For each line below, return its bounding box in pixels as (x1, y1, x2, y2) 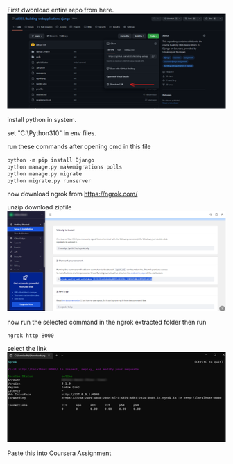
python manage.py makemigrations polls (7, 163, 123, 171)
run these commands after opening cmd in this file (7, 142, 151, 151)
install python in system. (7, 115, 77, 123)
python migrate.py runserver (7, 177, 92, 184)
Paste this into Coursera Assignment (7, 449, 112, 457)
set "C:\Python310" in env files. (7, 128, 97, 137)
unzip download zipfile (7, 203, 72, 211)
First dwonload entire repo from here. (7, 6, 114, 14)
